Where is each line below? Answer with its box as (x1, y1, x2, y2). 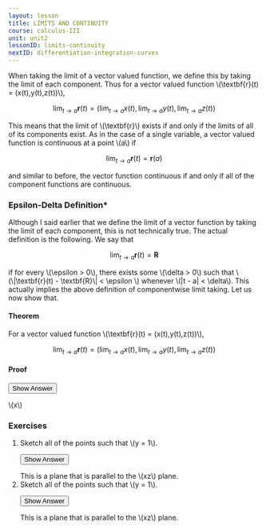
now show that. (8, 293, 59, 303)
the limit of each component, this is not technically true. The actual (8, 226, 228, 235)
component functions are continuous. (8, 179, 132, 189)
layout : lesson (8, 11, 59, 20)
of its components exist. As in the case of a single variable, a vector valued (8, 129, 256, 139)
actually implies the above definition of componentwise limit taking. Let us (8, 284, 252, 294)
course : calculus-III (8, 26, 81, 34)
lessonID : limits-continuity (8, 42, 105, 50)
